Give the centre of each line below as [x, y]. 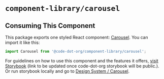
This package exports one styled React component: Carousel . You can [77, 37]
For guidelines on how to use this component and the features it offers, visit [82, 60]
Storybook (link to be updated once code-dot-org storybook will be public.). [82, 66]
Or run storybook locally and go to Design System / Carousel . [67, 71]
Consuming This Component [50, 26]
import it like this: [23, 42]
